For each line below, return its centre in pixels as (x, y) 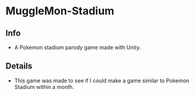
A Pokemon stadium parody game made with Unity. (77, 47)
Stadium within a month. (44, 87)
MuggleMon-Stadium (60, 11)
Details (19, 66)
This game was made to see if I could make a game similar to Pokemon (102, 80)
